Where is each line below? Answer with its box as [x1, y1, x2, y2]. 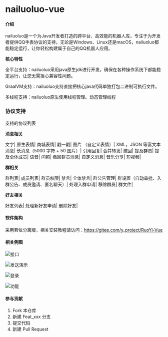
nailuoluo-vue [5, 3, 65, 15]
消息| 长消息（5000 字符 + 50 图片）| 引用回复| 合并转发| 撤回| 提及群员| [5, 147, 154, 153]
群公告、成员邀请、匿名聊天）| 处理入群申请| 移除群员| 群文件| [5, 181, 133, 187]
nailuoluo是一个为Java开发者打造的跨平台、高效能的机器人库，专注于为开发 [5, 33, 161, 39]
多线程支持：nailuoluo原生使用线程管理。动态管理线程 [5, 94, 116, 100]
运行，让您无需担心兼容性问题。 [9, 73, 75, 79]
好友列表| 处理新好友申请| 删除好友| [5, 202, 78, 208]
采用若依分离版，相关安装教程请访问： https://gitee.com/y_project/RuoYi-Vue [5, 227, 163, 233]
